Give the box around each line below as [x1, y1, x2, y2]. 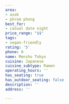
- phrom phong [5, 17, 35, 22]
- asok [5, 12, 19, 17]
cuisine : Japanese [5, 59, 44, 64]
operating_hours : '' [5, 68, 49, 73]
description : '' [5, 82, 39, 87]
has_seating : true [5, 73, 44, 78]
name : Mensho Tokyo [5, 54, 46, 59]
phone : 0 [5, 49, 24, 54]
